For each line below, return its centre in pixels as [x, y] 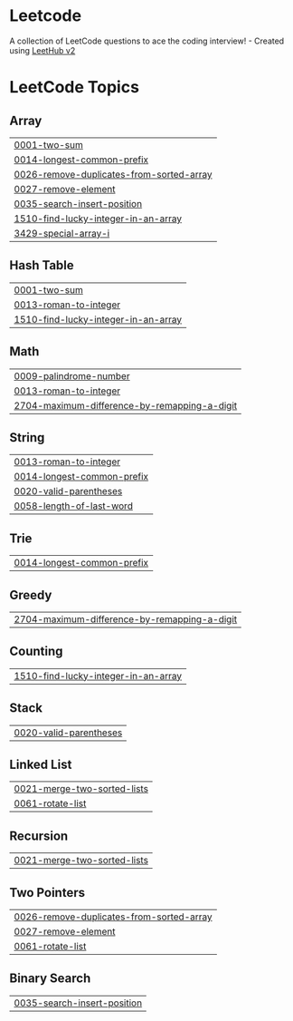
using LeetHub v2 [43, 50]
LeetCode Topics [75, 88]
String [27, 438]
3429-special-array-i [62, 233]
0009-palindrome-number [72, 375]
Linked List [41, 765]
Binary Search [50, 979]
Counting [36, 651]
